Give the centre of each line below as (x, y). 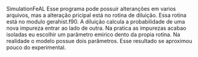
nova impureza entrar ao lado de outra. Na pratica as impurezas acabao (97, 28)
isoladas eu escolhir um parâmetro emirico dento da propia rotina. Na (94, 35)
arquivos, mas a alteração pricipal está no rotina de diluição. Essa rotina (97, 15)
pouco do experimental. (36, 47)
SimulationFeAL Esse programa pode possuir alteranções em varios (91, 9)
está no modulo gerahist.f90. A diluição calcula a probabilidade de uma (96, 22)
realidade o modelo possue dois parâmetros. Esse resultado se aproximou (100, 41)
